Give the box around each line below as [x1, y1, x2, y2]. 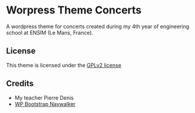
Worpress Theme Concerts [6, 4, 142, 17]
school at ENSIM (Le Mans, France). [6, 29, 94, 36]
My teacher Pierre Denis [14, 94, 74, 101]
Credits [6, 78, 34, 88]
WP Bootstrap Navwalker [14, 100, 76, 107]
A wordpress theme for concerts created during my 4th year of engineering [6, 23, 190, 30]
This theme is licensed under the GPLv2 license [6, 61, 122, 69]
